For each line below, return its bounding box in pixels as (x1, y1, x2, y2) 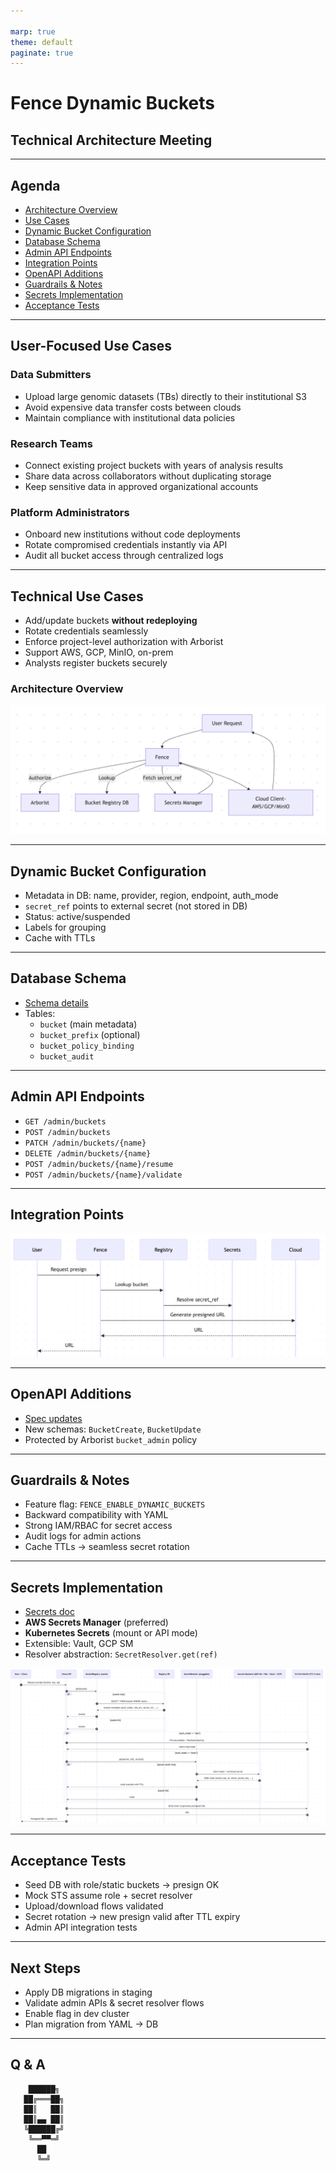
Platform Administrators (10, 505, 130, 519)
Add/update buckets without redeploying (24, 615, 198, 627)
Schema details (24, 996, 89, 1009)
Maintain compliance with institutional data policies (24, 411, 236, 424)
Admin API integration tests (24, 1921, 138, 1934)
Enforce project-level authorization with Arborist (24, 636, 224, 648)
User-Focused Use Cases (10, 338, 173, 355)
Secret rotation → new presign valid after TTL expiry (24, 1911, 241, 1923)
